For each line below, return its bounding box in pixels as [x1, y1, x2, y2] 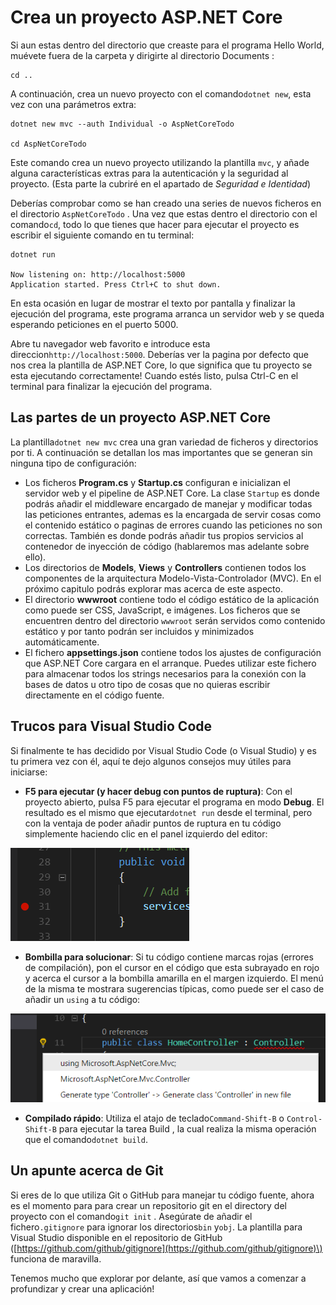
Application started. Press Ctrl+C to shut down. [10, 279, 222, 290]
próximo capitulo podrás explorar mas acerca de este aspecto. [24, 582, 283, 595]
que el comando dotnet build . [24, 1133, 148, 1145]
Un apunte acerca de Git [10, 1162, 164, 1180]
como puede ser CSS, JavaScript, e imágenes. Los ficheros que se [24, 604, 301, 616]
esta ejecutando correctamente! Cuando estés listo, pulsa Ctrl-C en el [10, 369, 299, 381]
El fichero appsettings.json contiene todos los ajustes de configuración [24, 646, 322, 658]
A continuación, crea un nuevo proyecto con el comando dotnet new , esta [10, 87, 312, 100]
